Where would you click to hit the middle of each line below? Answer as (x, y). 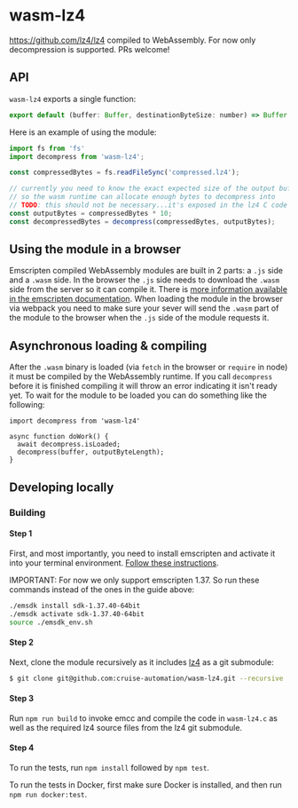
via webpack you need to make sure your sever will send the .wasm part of (144, 308)
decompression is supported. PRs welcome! (90, 49)
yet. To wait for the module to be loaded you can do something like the (138, 395)
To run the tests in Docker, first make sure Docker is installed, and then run (145, 784)
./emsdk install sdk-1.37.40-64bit (75, 606)
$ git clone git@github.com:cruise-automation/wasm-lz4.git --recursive (146, 678)
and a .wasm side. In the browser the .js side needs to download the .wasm (145, 280)
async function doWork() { (59, 437)
